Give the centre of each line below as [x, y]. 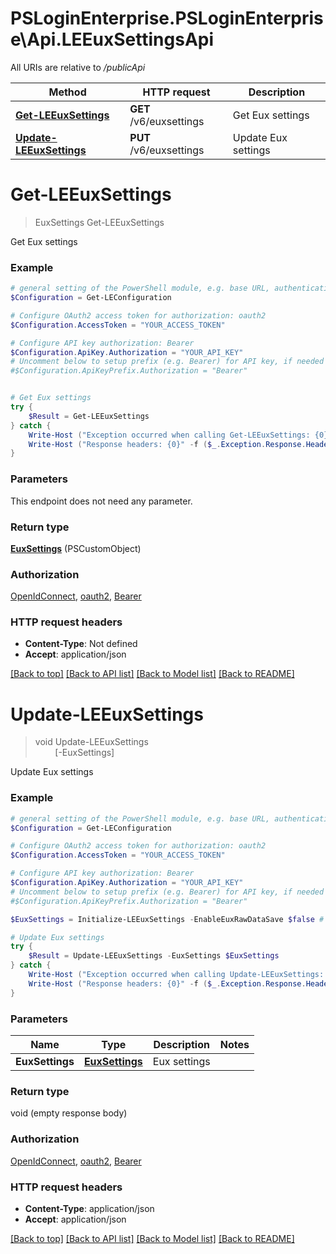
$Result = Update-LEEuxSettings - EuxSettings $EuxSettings [154, 956]
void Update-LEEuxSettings [91, 742]
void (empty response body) [69, 1113]
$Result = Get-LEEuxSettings [89, 416]
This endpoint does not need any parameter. [101, 501]
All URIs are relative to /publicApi [78, 67]
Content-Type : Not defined [81, 644]
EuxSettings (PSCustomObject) [76, 548]
